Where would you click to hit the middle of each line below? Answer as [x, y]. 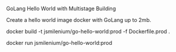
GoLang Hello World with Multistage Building [61, 9]
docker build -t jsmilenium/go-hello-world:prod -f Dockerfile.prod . [88, 31]
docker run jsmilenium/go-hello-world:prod [59, 43]
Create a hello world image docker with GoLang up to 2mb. [79, 20]
